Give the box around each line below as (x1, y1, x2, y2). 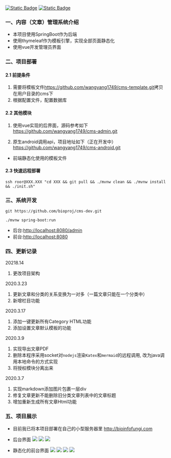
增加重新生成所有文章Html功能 (12, 398, 77, 405)
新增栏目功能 (12, 298, 40, 304)
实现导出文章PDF (12, 346, 49, 352)
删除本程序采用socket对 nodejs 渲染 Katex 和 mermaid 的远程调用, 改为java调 (12, 352, 165, 358)
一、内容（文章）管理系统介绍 (5, 18, 79, 26)
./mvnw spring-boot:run (5, 218, 56, 223)
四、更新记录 (5, 248, 37, 255)
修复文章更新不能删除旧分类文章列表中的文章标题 (12, 392, 116, 398)
